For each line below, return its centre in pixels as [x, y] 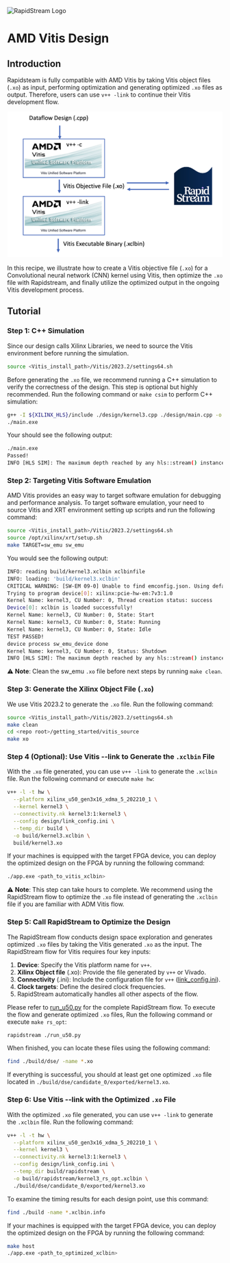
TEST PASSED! [26, 636]
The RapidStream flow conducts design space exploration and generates [110, 937]
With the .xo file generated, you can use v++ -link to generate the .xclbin [112, 772]
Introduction [34, 63]
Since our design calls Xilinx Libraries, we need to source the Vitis [100, 346]
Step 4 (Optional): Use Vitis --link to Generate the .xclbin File [111, 757]
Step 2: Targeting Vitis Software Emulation [79, 480]
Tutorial [24, 311]
